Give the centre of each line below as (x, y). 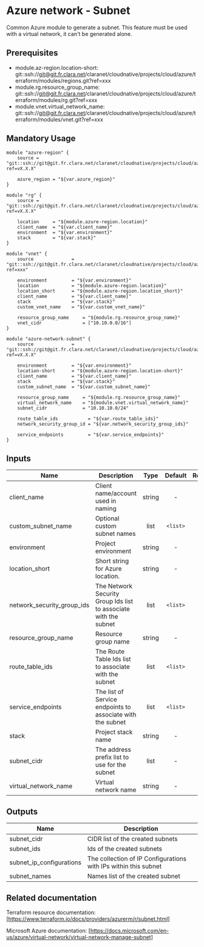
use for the (110, 765)
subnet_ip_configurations (46, 862)
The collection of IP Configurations (137, 859)
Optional (107, 519)
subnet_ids (25, 849)
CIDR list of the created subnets (132, 839)
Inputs (19, 458)
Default (176, 476)
